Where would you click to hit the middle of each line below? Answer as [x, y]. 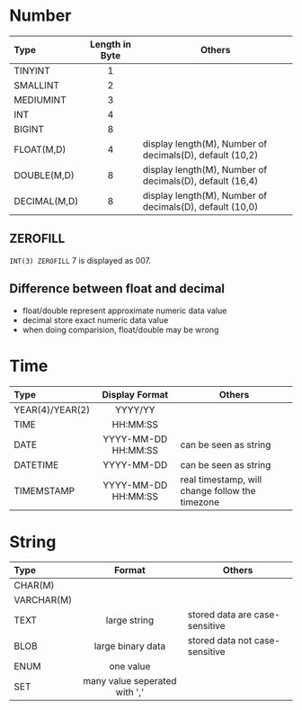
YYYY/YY [135, 409]
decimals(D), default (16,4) [200, 181]
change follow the [218, 490]
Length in [111, 44]
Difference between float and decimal [117, 289]
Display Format [135, 394]
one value [130, 667]
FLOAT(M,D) [40, 149]
